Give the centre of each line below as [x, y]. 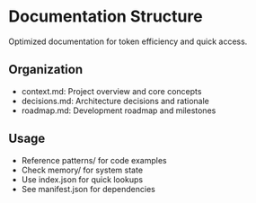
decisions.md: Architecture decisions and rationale [115, 101]
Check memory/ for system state [82, 170]
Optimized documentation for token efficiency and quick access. [128, 41]
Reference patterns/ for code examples [94, 160]
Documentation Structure [106, 17]
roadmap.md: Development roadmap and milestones [119, 110]
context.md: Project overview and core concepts [111, 91]
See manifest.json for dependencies [88, 189]
